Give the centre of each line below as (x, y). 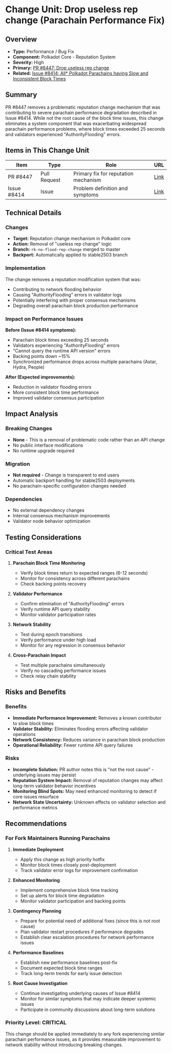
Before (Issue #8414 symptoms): (41, 330)
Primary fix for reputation (104, 174)
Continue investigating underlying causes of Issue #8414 (80, 993)
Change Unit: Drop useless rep (72, 9)
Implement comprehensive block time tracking (69, 890)
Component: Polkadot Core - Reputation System (64, 57)
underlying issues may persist (44, 775)
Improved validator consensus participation (58, 397)
